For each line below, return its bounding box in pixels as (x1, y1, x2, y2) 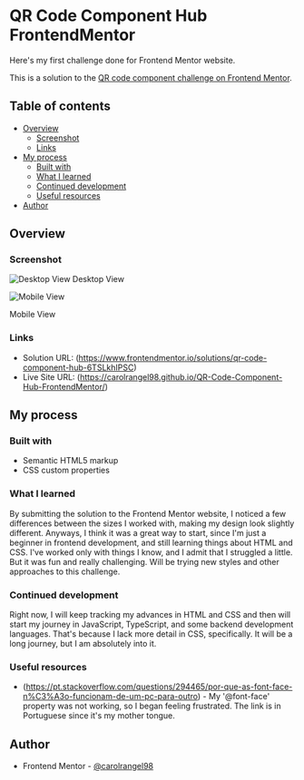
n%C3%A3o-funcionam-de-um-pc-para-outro (22, 691, 198, 702)
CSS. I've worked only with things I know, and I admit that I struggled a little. (9, 546, 293, 558)
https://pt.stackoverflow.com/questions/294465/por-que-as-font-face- (25, 681, 293, 692)
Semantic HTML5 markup (22, 455, 119, 466)
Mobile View (9, 309, 56, 320)
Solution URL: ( (22, 352, 79, 363)
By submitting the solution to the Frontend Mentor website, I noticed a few (9, 508, 287, 519)
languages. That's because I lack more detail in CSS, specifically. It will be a (9, 629, 293, 639)
